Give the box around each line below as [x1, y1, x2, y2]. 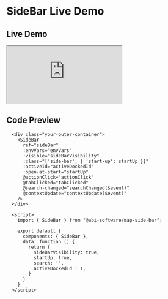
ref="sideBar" [22, 142, 59, 148]
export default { [17, 228, 62, 234]
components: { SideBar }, [22, 233, 89, 240]
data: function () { [22, 238, 75, 244]
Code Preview [6, 115, 61, 126]
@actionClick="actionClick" [22, 174, 95, 180]
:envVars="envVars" [22, 147, 72, 154]
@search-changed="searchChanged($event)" [22, 185, 130, 191]
